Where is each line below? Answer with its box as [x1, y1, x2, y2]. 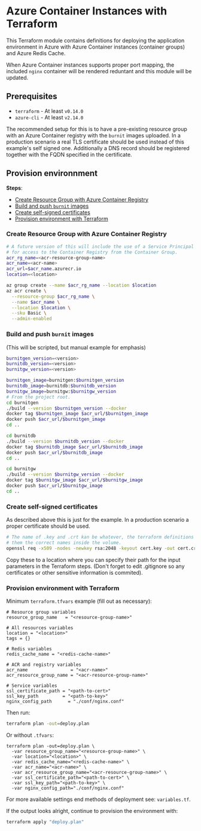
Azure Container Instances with [6, 4, 167, 18]
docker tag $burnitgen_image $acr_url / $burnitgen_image [6, 411, 148, 417]
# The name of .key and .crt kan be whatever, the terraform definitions [6, 534, 194, 540]
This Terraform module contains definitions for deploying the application [6, 37, 185, 44]
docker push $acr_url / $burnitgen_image [6, 416, 106, 423]
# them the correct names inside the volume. [6, 539, 121, 546]
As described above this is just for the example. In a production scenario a [6, 516, 190, 524]
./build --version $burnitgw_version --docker [6, 471, 124, 478]
